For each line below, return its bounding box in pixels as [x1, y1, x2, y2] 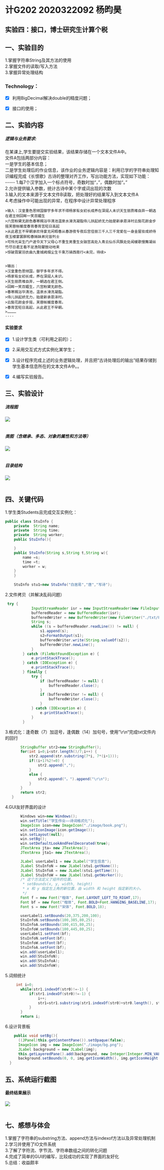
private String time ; [14, 528, 60, 533]
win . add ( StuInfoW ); [20, 963, 60, 968]
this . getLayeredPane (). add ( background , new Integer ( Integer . [18, 1051, 145, 1056]
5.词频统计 [5, 973, 26, 979]
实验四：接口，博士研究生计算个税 [5, 25, 108, 34]
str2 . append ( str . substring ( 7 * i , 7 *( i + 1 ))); [29, 754, 119, 759]
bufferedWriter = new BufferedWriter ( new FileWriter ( [31, 615, 143, 620]
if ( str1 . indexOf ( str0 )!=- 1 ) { [29, 991, 91, 996]
